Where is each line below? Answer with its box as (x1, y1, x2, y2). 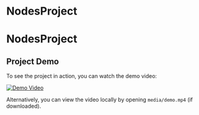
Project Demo (6, 56, 59, 66)
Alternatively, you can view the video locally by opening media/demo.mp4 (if (6, 96, 194, 103)
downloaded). (6, 102, 42, 110)
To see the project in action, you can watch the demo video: (6, 72, 157, 80)
